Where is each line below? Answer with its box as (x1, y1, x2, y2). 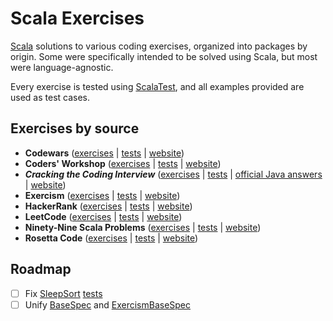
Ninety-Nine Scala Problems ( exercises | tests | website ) (24, 221, 262, 233)
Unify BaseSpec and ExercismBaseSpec (24, 298, 192, 311)
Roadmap (10, 261, 72, 278)
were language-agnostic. (10, 61, 114, 73)
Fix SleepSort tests (24, 287, 103, 299)
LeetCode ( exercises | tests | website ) (24, 210, 183, 222)
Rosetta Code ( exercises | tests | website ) (24, 232, 199, 244)
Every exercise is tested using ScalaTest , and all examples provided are (10, 80, 305, 92)
